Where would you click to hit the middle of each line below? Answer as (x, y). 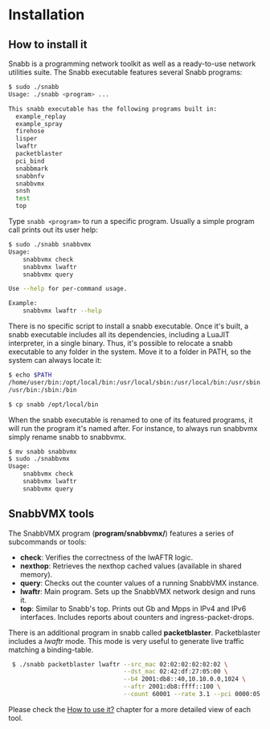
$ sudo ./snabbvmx (39, 459)
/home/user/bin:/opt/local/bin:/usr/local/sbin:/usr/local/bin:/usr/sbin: (136, 382)
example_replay (41, 116)
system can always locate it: (55, 360)
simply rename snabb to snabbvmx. (67, 437)
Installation (47, 15)
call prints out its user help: (53, 230)
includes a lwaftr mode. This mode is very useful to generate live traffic (127, 641)
